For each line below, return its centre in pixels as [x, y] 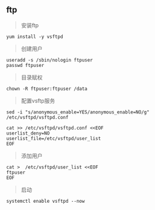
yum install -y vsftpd [35, 37]
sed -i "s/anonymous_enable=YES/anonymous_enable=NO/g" [78, 112]
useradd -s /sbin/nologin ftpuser [50, 60]
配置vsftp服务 [38, 100]
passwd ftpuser [25, 65]
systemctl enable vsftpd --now [46, 201]
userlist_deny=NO [28, 133]
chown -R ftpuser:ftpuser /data [47, 89]
